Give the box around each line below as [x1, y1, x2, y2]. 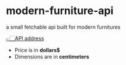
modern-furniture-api [6, 4, 114, 18]
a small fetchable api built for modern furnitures [6, 23, 121, 30]
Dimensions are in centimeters [14, 53, 89, 60]
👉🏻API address [6, 35, 44, 42]
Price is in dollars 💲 [14, 46, 60, 53]
